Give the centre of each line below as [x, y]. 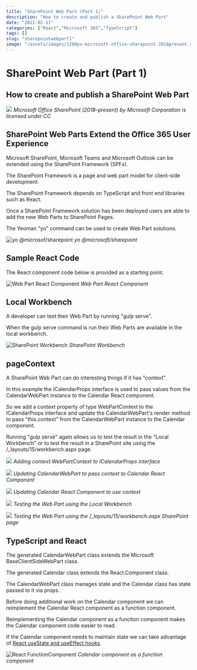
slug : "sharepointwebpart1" [40, 39]
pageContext [30, 364]
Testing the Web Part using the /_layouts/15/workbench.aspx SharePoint [101, 516]
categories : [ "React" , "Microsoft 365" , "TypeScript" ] [72, 28]
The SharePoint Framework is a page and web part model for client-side [93, 175]
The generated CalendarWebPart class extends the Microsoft [80, 555]
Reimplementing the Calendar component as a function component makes [96, 619]
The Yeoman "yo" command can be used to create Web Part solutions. [91, 228]
